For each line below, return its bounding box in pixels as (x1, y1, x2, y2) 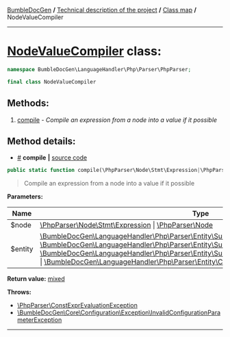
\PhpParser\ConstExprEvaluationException (16, 301, 138, 310)
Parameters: (7, 192, 43, 201)
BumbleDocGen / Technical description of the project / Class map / (7, 6, 197, 14)
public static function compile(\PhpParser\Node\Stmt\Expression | (7, 167, 201, 174)
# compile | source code (16, 153, 88, 162)
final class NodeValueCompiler (7, 78, 97, 85)
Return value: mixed (7, 275, 65, 283)
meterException (16, 316, 62, 324)
